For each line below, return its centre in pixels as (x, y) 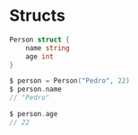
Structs (37, 16)
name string (47, 48)
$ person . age (34, 114)
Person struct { (39, 40)
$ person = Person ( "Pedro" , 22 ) (69, 81)
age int (39, 56)
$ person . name (36, 90)
